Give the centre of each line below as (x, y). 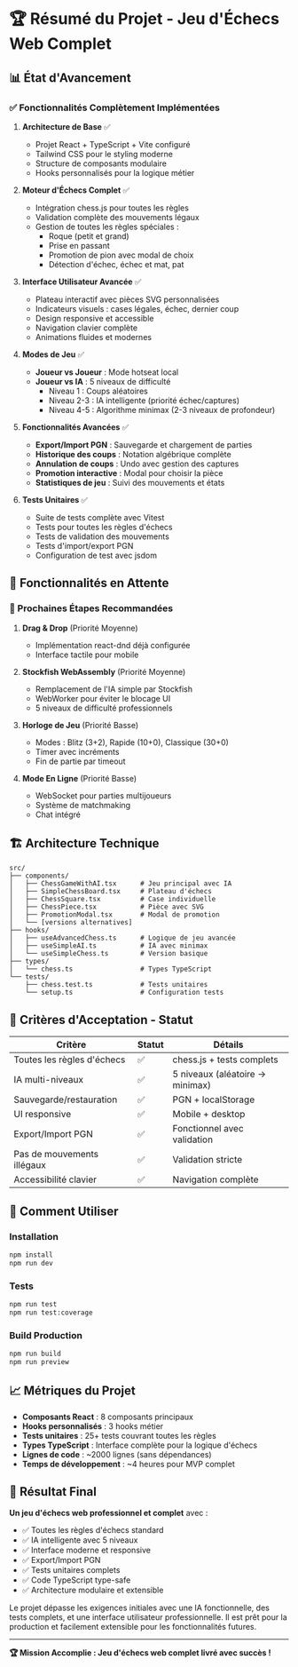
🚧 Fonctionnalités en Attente (89, 583)
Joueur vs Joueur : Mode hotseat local (107, 372)
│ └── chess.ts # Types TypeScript (111, 969)
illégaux (30, 1165)
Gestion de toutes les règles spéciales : (107, 226)
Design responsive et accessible (94, 318)
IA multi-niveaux (49, 1080)
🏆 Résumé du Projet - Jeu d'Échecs (144, 19)
